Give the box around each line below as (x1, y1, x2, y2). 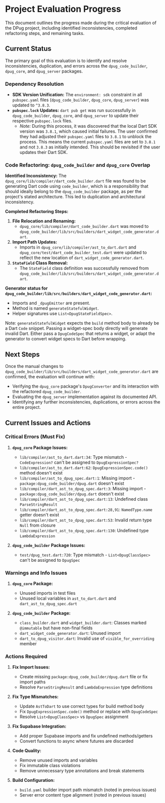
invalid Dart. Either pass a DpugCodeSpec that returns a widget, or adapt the (5, 330, 155, 336)
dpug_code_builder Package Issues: (12, 542, 86, 548)
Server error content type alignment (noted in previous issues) (19, 792, 147, 798)
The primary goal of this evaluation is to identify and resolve (5, 58, 127, 64)
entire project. (12, 404, 41, 410)
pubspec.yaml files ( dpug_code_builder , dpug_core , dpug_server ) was (12, 97, 149, 103)
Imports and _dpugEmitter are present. (12, 300, 90, 306)
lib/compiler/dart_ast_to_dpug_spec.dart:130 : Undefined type (19, 527, 149, 533)
